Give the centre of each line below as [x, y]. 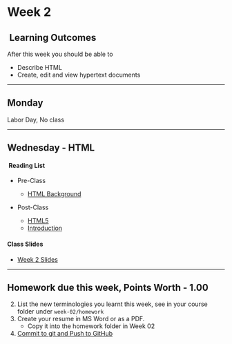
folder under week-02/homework [60, 312]
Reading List [27, 165]
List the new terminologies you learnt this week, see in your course [113, 304]
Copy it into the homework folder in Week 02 [91, 326]
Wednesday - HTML [51, 148]
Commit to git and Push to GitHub [65, 334]
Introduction [45, 228]
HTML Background [54, 194]
